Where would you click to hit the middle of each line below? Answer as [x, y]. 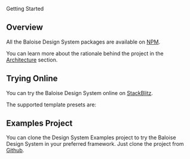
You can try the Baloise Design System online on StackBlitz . [80, 93]
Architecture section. [32, 60]
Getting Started [25, 9]
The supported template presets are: [51, 105]
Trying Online [32, 79]
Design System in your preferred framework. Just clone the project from [95, 144]
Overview [25, 27]
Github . [15, 150]
